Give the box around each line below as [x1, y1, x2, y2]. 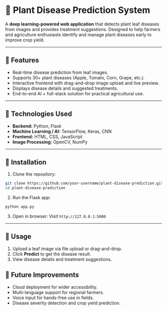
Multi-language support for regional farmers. [12, 289, 104, 295]
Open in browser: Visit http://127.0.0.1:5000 [12, 213, 106, 219]
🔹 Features [5, 56, 39, 64]
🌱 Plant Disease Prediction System [5, 4, 151, 16]
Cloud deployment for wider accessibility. [12, 284, 98, 290]
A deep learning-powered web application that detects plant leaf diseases [5, 21, 160, 27]
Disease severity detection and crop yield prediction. [12, 300, 121, 306]
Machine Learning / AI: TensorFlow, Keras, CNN [12, 128, 112, 134]
